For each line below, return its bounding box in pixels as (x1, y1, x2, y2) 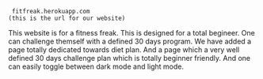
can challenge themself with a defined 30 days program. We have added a (8, 36, 252, 46)
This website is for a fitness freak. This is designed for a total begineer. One (8, 28, 255, 37)
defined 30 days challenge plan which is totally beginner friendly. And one (8, 54, 251, 62)
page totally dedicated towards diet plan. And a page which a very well (8, 45, 240, 55)
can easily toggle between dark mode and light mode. (8, 62, 185, 71)
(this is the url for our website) (8, 14, 126, 22)
